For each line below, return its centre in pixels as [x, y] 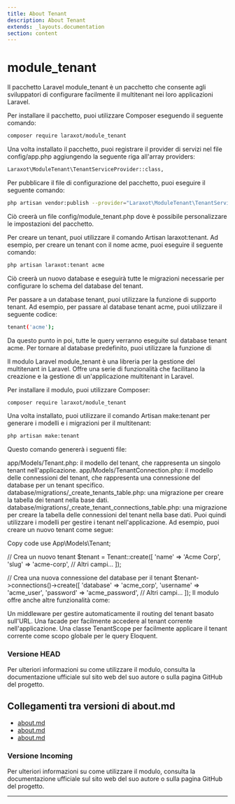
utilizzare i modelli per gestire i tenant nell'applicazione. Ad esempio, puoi [113, 522]
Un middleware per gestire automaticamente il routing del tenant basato [111, 614]
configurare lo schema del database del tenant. [75, 286]
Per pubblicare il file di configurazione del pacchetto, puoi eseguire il [106, 182]
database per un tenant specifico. [56, 485]
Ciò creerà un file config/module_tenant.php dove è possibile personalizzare [117, 216]
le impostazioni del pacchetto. [51, 224]
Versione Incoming [40, 756]
